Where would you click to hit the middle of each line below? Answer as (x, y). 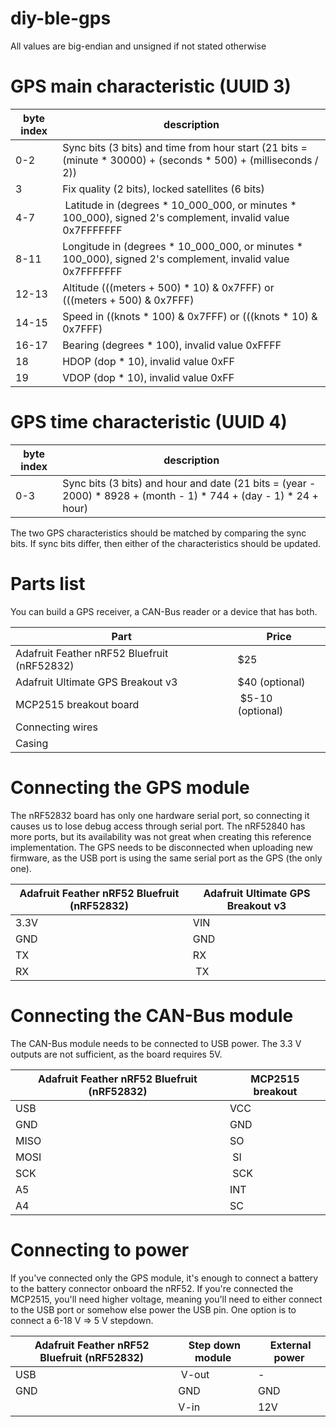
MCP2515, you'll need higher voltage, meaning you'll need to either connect (166, 1299)
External (290, 1345)
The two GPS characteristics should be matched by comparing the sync (158, 533)
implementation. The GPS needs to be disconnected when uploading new (161, 847)
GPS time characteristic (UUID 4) (149, 422)
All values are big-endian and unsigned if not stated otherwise (138, 46)
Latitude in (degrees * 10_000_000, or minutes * (180, 205)
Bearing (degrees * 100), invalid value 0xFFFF (172, 345)
